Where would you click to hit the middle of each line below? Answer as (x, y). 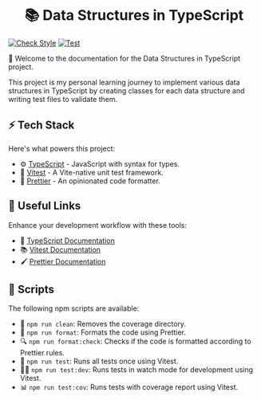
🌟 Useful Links (45, 206)
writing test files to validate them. (63, 99)
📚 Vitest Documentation (60, 249)
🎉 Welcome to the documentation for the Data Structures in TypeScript (125, 58)
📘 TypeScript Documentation (67, 241)
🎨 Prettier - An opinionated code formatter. (90, 181)
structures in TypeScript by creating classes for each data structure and (127, 90)
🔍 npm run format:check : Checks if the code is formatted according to (135, 341)
